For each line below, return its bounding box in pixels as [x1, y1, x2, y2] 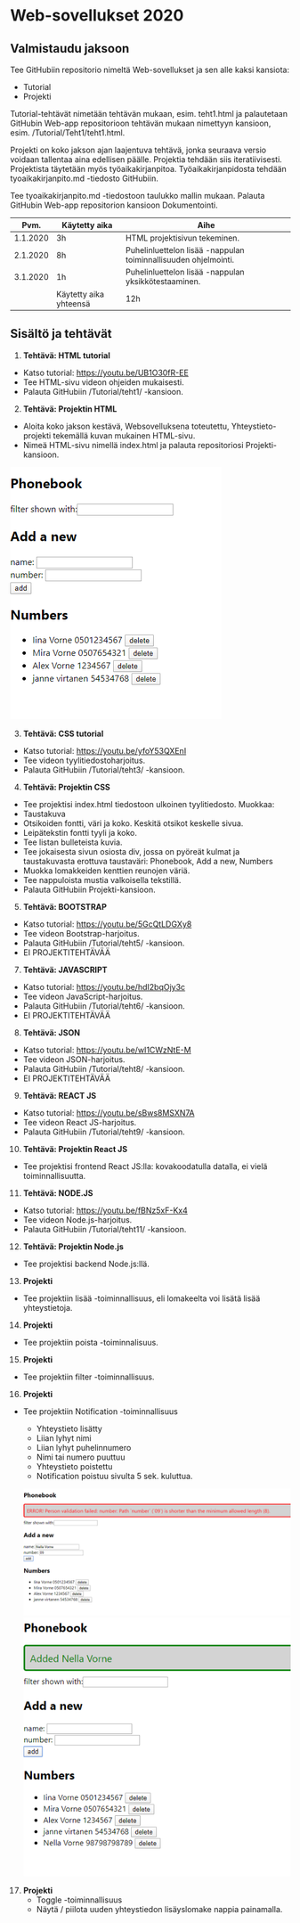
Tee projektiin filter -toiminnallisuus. [22, 1371, 155, 1382]
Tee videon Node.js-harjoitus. [22, 1214, 133, 1225]
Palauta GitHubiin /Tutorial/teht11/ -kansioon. [22, 1223, 187, 1234]
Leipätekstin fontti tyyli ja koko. [22, 827, 137, 838]
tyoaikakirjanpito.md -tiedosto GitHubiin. [10, 173, 158, 184]
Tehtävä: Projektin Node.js [22, 1240, 124, 1252]
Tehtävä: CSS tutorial [22, 728, 104, 739]
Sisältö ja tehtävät [10, 326, 112, 341]
